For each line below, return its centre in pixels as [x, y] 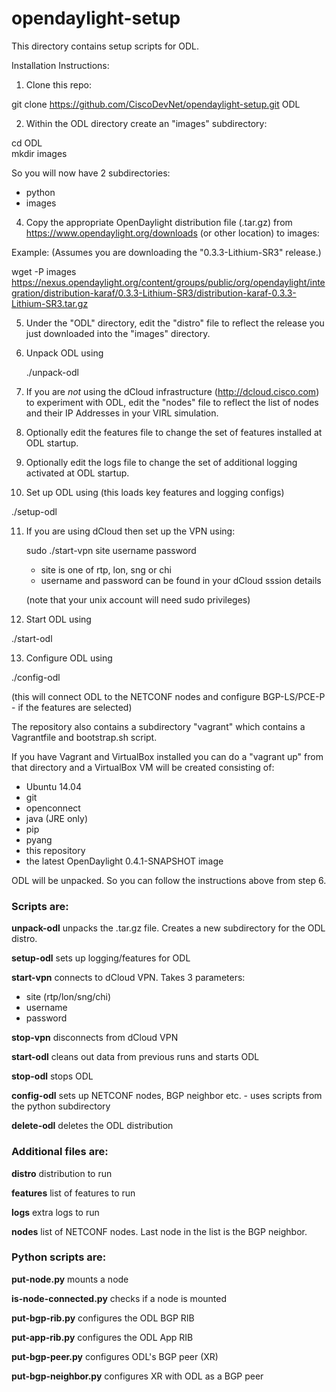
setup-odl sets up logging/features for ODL [101, 958]
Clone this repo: [58, 84]
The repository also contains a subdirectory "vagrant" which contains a [158, 726]
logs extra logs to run [55, 1212]
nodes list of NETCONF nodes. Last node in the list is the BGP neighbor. [159, 1231]
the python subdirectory [61, 1106]
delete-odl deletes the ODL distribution [92, 1126]
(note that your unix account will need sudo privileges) [138, 599]
